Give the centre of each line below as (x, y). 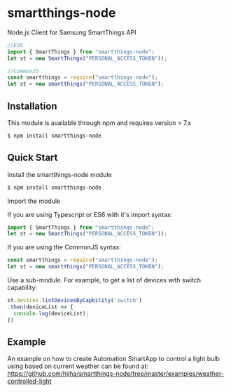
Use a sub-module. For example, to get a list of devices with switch (104, 280)
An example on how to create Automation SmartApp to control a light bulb (114, 359)
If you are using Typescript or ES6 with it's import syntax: (90, 214)
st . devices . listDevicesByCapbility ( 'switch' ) (75, 301)
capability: (22, 288)
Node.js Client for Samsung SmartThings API (72, 32)
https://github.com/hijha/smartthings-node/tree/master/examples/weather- (115, 374)
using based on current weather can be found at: (78, 366)
